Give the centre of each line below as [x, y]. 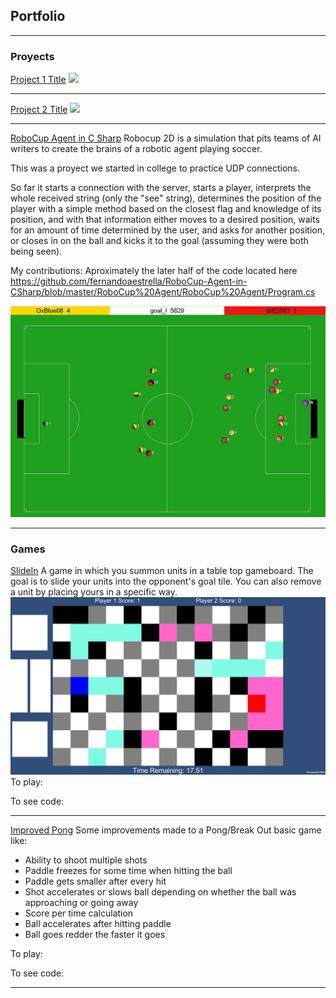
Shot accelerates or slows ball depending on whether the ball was [160, 891]
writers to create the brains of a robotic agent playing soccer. [136, 149]
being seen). [36, 251]
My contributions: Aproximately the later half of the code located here [154, 271]
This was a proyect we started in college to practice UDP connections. [155, 168]
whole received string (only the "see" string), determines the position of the [166, 198]
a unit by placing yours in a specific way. [94, 592]
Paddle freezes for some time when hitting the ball [128, 870]
